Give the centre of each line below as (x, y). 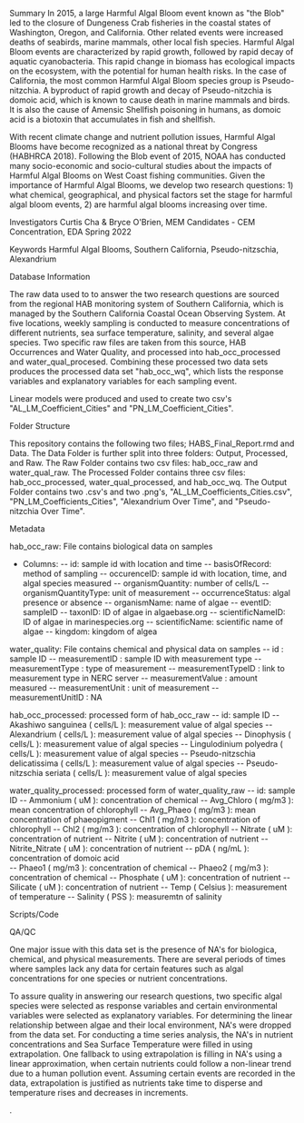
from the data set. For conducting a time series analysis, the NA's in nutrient (151, 1034)
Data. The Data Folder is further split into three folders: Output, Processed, (149, 453)
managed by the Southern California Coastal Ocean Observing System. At (147, 313)
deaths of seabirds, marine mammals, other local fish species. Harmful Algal (152, 42)
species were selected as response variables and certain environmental (144, 1006)
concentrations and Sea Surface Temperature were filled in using (131, 1044)
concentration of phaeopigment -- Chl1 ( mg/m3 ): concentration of (135, 820)
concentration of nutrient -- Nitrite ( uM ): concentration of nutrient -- (139, 839)
